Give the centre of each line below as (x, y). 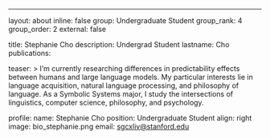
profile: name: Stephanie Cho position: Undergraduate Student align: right (130, 118)
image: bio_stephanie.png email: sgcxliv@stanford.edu (99, 126)
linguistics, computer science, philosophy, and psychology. (106, 102)
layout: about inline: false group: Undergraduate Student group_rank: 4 (125, 20)
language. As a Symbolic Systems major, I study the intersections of (121, 94)
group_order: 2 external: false (57, 29)
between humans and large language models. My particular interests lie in (131, 77)
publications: (30, 53)
